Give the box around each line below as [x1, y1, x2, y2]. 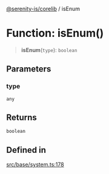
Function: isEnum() [6, 27, 104, 40]
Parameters [6, 64, 51, 75]
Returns [6, 112, 38, 123]
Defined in [6, 145, 47, 155]
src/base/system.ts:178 [6, 161, 65, 169]
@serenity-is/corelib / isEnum [6, 5, 81, 12]
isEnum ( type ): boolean [21, 46, 78, 53]
